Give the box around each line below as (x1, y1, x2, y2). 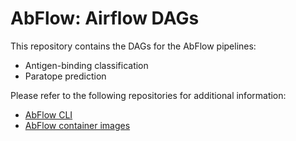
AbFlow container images (24, 119, 131, 131)
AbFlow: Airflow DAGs (10, 7, 200, 30)
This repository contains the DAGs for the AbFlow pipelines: (10, 40, 257, 52)
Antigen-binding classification (24, 59, 149, 71)
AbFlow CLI (24, 108, 73, 121)
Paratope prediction (24, 70, 107, 82)
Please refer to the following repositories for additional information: (10, 89, 287, 101)
